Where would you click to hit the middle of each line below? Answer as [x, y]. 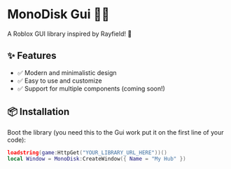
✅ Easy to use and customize [60, 81]
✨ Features [32, 56]
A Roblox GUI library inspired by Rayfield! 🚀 [70, 34]
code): [17, 140]
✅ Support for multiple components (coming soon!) [91, 88]
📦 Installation [38, 112]
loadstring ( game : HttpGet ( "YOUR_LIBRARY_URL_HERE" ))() [87, 153]
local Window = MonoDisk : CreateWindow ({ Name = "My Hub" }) [97, 159]
